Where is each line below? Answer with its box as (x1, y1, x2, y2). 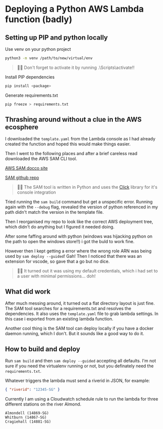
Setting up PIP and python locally (5, 33, 108, 42)
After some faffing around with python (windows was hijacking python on (5, 233, 153, 239)
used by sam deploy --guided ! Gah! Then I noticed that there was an (5, 253, 142, 259)
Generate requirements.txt (5, 92, 58, 98)
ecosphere (5, 123, 39, 132)
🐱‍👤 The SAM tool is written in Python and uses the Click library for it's (17, 184, 158, 190)
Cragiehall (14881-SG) (5, 419, 51, 424)
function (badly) (5, 14, 72, 25)
